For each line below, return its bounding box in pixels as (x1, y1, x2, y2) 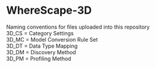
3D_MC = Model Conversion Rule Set (6, 36, 98, 43)
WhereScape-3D (6, 4, 92, 17)
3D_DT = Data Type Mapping (6, 42, 78, 50)
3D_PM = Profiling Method (6, 55, 71, 62)
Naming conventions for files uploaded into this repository (6, 23, 150, 30)
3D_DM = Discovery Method (6, 48, 76, 55)
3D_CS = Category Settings (6, 29, 74, 36)
